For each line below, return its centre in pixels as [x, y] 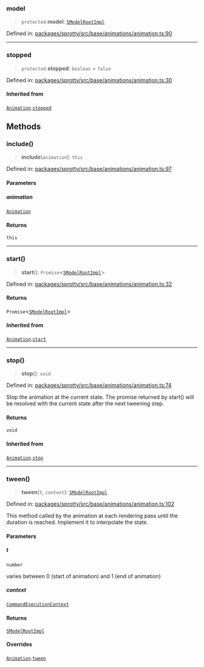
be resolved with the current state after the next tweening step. [85, 403]
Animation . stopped [29, 107]
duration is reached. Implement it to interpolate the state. [77, 522]
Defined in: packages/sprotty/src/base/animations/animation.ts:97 [89, 169]
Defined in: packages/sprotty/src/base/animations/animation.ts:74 [89, 385]
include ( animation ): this [52, 157]
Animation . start [26, 338]
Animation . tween [26, 658]
